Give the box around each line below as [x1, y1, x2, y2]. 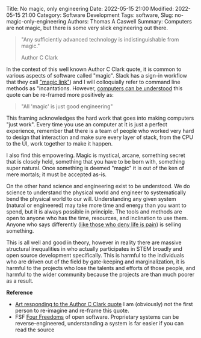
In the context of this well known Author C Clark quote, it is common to [6, 66, 182, 73]
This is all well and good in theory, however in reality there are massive [6, 239, 182, 246]
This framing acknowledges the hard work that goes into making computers [6, 114, 194, 121]
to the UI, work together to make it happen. [6, 140, 113, 147]
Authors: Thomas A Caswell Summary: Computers [67, 18, 193, 25]
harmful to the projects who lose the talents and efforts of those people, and [6, 265, 196, 271]
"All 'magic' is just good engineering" [20, 103, 113, 110]
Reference [6, 289, 33, 296]
